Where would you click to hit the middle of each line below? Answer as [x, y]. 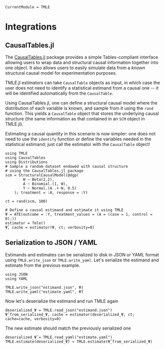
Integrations [31, 27]
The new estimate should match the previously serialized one [68, 328]
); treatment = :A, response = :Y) [51, 193]
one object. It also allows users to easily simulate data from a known [75, 68]
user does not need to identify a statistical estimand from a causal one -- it [82, 88]
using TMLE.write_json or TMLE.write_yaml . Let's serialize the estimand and [82, 260]
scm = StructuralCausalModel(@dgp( [42, 175]
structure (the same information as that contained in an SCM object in [75, 119]
